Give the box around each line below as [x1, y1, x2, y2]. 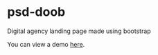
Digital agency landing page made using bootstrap [7, 27, 151, 35]
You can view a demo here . [7, 40, 85, 48]
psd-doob [7, 4, 66, 20]
